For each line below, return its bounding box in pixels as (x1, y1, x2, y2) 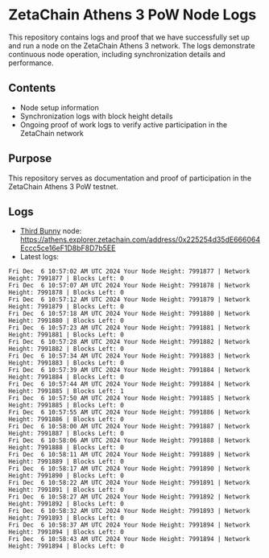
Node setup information (19, 102, 99, 112)
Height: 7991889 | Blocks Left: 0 (8, 457, 125, 466)
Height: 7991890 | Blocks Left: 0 (8, 472, 125, 480)
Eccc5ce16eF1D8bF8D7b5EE (19, 243, 116, 253)
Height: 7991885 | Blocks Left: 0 (8, 401, 125, 410)
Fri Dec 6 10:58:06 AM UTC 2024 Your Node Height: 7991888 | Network (8, 436, 250, 444)
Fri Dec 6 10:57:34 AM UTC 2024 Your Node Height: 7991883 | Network (8, 352, 250, 360)
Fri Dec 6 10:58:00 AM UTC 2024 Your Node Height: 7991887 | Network (8, 423, 250, 431)
